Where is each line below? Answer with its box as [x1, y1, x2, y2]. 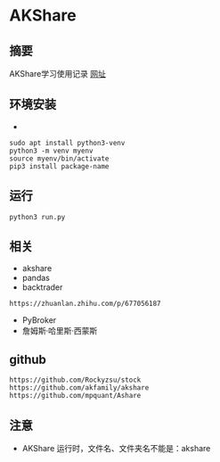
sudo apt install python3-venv [9, 138, 126, 147]
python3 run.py [9, 212, 66, 221]
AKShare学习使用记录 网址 [9, 69, 107, 78]
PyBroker [21, 315, 57, 326]
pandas [21, 273, 51, 284]
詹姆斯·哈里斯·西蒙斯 [21, 326, 98, 336]
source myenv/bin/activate [9, 153, 110, 163]
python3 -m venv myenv [9, 146, 94, 155]
